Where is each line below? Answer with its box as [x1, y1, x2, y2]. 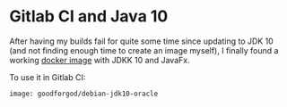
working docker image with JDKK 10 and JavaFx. [9, 54, 190, 65]
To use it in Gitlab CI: [9, 71, 86, 82]
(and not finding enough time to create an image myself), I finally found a [9, 45, 279, 55]
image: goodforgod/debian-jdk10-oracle [9, 89, 159, 98]
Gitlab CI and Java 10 [9, 6, 169, 27]
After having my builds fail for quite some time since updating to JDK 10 [9, 36, 274, 46]
